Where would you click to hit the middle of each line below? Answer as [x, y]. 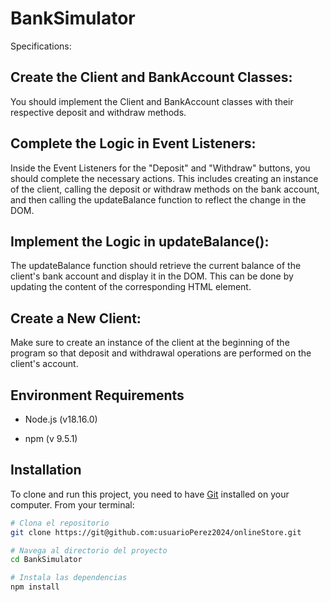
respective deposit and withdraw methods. [98, 112]
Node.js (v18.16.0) [61, 419]
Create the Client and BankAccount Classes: [151, 77]
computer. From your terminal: [72, 504]
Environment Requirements [97, 395]
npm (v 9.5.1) [51, 438]
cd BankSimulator [46, 560]
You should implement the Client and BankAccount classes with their [152, 101]
